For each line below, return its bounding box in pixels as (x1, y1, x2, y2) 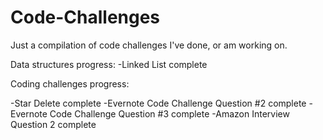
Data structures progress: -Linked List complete (10, 58, 208, 70)
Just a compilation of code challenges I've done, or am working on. (10, 39, 288, 51)
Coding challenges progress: (10, 77, 130, 90)
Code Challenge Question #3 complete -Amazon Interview (49, 107, 290, 120)
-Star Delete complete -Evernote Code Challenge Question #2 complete (10, 97, 307, 109)
